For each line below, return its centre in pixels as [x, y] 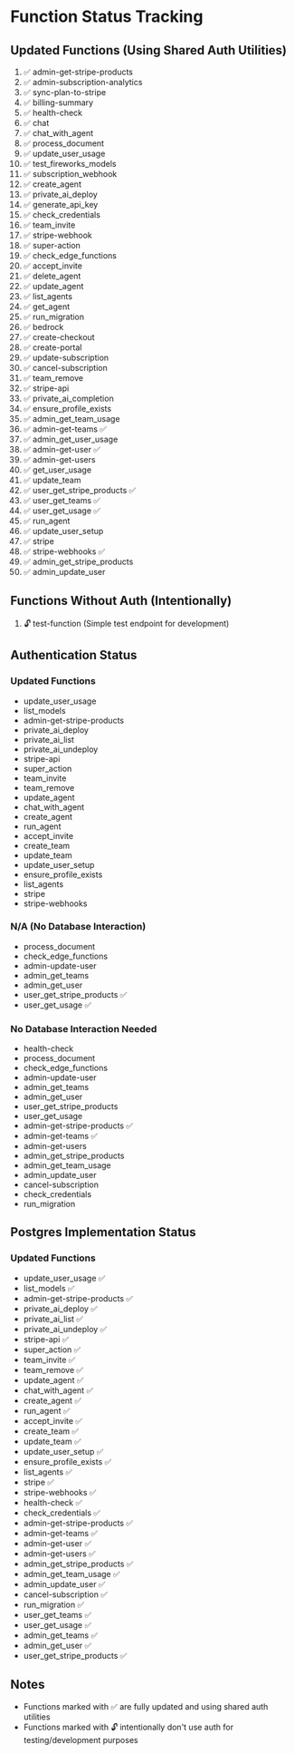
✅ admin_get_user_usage [71, 439]
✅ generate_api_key [61, 205]
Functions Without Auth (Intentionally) [121, 601]
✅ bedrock [43, 327]
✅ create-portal [52, 347]
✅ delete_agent [52, 276]
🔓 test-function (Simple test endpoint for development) [126, 623]
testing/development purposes [81, 1739]
